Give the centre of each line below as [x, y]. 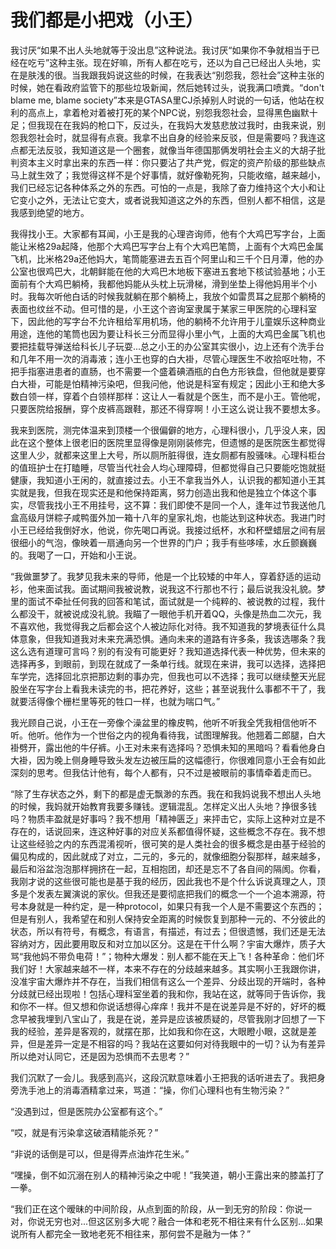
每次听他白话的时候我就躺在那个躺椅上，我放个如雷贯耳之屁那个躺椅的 [181, 296]
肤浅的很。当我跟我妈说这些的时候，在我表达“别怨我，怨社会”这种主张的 [176, 75]
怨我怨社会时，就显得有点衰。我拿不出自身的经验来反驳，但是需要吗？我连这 [168, 137]
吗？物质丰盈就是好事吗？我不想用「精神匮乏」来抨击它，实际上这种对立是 [163, 818]
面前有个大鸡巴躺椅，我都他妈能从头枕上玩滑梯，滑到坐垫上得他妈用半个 [159, 283]
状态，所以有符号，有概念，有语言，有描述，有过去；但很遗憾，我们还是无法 [168, 931]
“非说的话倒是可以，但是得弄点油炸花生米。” [100, 1153]
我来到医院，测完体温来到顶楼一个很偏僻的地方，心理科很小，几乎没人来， [163, 430]
